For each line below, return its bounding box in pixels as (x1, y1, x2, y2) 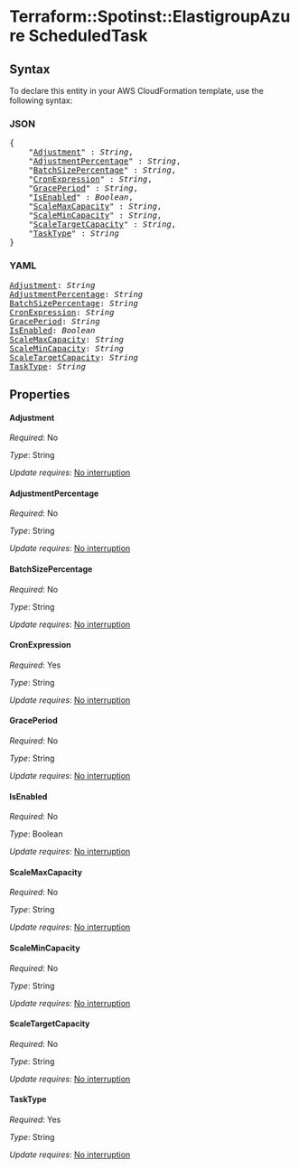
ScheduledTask (28, 25, 148, 46)
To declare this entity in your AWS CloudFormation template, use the (9, 86, 264, 96)
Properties (9, 387, 70, 402)
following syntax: (9, 95, 73, 106)
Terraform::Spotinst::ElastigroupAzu (9, 6, 291, 27)
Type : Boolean (9, 828, 63, 839)
